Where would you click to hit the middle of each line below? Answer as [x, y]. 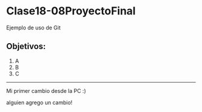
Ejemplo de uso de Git [34, 28]
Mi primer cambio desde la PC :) [46, 90]
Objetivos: [26, 46]
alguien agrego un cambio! [39, 102]
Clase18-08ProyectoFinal [71, 11]
